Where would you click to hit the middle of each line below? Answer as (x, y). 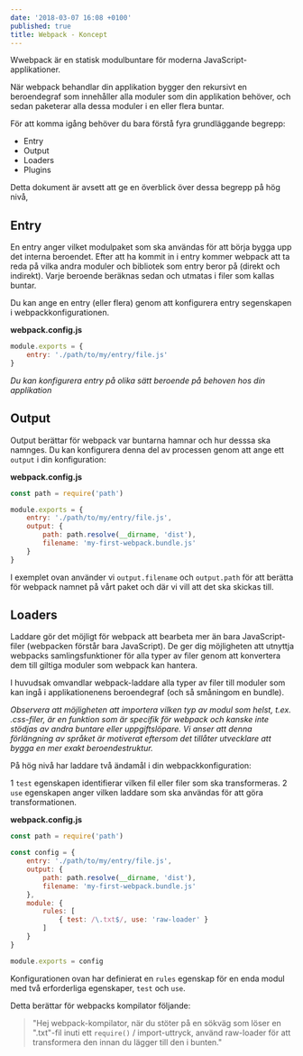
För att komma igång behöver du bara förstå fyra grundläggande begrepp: (148, 124)
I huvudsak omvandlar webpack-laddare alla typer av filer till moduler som (148, 683)
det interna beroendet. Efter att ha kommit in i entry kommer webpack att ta (150, 257)
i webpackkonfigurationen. (60, 313)
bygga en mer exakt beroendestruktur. (82, 748)
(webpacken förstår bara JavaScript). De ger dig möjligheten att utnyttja (161, 647)
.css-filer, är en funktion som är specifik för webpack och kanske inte (140, 720)
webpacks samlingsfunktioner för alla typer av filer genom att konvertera (146, 656)
